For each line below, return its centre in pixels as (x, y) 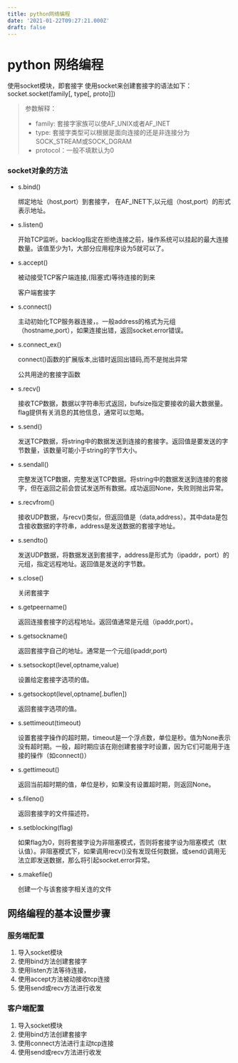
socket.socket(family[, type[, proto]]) (62, 94)
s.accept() (33, 262)
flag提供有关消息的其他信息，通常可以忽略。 (83, 412)
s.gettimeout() (38, 769)
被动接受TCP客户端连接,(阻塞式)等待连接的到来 (86, 277)
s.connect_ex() (40, 344)
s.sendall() (33, 464)
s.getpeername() (42, 607)
